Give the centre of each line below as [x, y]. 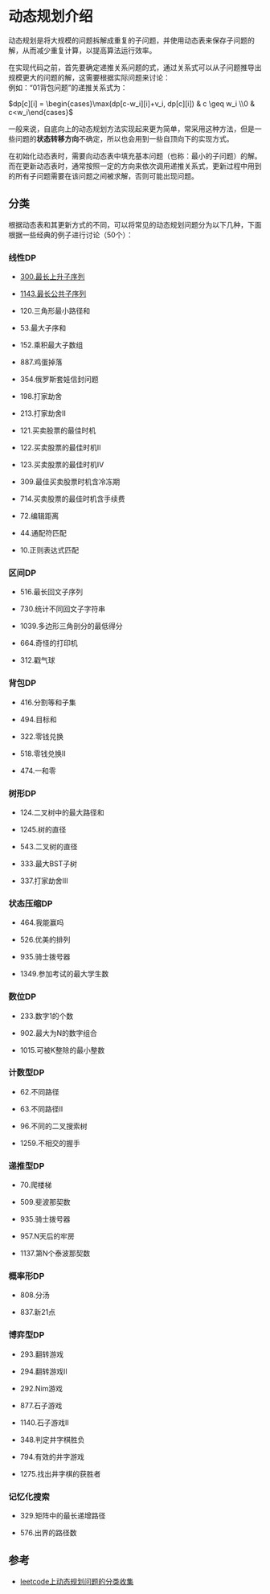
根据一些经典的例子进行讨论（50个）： [71, 235]
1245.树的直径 [43, 829]
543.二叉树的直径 [49, 846]
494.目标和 [39, 719]
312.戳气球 [37, 660]
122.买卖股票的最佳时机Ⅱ [61, 448]
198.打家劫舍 [41, 396]
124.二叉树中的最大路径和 [62, 812]
